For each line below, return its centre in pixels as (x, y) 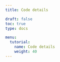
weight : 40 (26, 51)
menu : (11, 38)
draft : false (19, 19)
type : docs (17, 28)
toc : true (16, 24)
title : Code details (27, 10)
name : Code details (35, 47)
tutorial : (20, 42)
